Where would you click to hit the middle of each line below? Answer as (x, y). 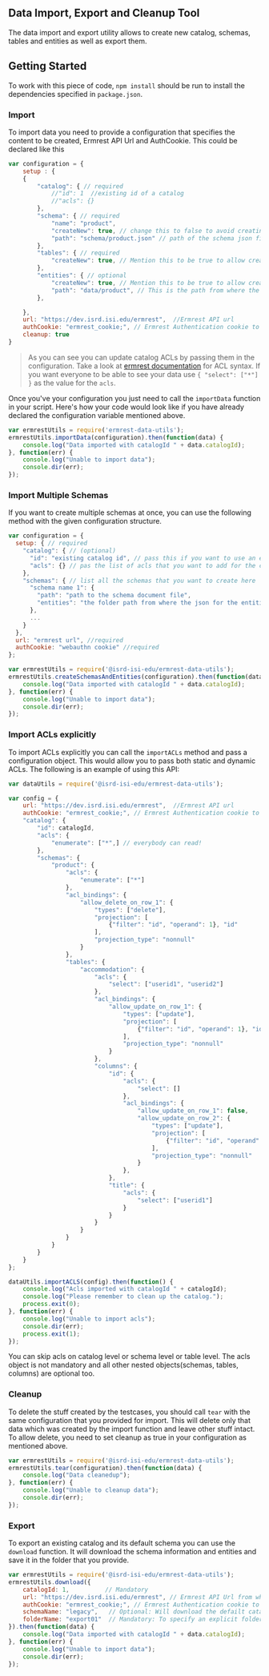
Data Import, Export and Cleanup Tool (104, 13)
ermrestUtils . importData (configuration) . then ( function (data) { (116, 437)
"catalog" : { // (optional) (69, 551)
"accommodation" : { (112, 969)
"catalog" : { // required (80, 186)
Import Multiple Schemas (58, 495)
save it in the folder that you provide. (69, 1560)
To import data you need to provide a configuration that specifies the (122, 132)
